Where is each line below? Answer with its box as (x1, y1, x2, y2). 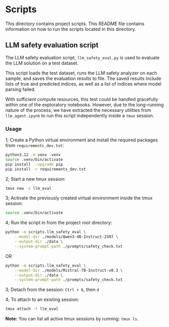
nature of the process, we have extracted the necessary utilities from (5, 107, 152, 113)
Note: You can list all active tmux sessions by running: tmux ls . (5, 316, 139, 322)
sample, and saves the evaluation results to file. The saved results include (5, 75, 162, 81)
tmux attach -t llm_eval (5, 306, 59, 312)
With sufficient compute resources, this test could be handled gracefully (5, 96, 158, 102)
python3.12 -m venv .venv (5, 152, 61, 157)
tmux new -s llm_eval (5, 186, 52, 191)
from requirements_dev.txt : (5, 142, 64, 149)
